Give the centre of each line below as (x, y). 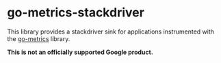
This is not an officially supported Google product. (80, 52)
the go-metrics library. (39, 38)
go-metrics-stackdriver (76, 13)
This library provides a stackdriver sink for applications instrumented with (110, 32)
